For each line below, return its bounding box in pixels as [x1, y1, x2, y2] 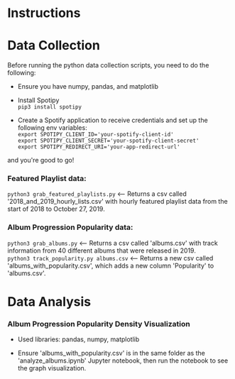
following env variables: [17, 123, 87, 132]
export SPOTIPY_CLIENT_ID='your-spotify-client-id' [17, 131, 174, 138]
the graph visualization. [17, 364, 87, 373]
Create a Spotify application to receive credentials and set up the [17, 116, 208, 125]
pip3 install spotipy [17, 104, 82, 111]
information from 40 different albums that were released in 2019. [7, 246, 197, 255]
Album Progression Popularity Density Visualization [7, 319, 190, 329]
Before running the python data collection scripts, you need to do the [7, 61, 209, 70]
